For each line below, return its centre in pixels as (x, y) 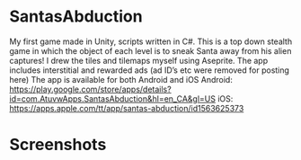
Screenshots (58, 145)
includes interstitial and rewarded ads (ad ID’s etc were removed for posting (150, 70)
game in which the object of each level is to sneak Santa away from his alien (150, 50)
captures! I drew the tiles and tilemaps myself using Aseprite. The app (139, 60)
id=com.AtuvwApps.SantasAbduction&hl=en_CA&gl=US (112, 98)
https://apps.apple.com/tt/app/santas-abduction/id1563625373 (127, 108)
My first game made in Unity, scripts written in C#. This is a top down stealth (151, 41)
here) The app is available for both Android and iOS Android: (121, 79)
